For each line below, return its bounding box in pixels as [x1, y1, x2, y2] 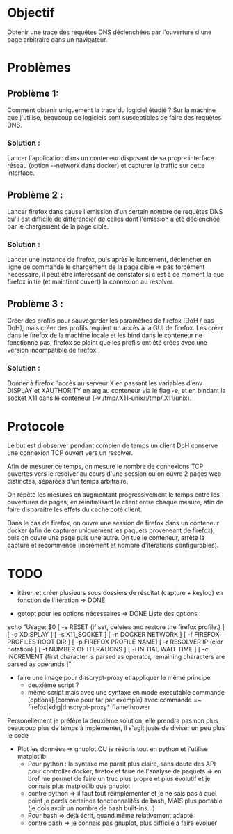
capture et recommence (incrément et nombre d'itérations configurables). [7, 541, 219, 550]
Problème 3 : [7, 298, 64, 309]
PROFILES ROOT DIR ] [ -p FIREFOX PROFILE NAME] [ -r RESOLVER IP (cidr [7, 638, 224, 646]
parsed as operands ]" [7, 660, 72, 668]
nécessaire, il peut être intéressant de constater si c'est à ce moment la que [7, 270, 225, 279]
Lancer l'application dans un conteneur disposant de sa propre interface [7, 154, 214, 162]
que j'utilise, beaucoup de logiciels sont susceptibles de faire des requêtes [7, 113, 222, 121]
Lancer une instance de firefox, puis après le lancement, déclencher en [7, 256, 211, 264]
